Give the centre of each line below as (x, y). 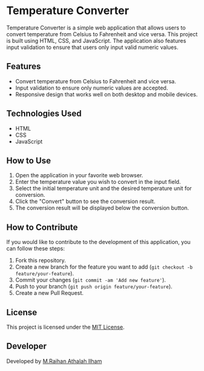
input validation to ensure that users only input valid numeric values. (93, 47)
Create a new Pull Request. (49, 293)
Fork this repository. (40, 261)
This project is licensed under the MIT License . (66, 327)
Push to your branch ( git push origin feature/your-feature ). (94, 286)
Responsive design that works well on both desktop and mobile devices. (106, 94)
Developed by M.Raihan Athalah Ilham (54, 361)
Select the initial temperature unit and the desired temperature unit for (103, 188)
